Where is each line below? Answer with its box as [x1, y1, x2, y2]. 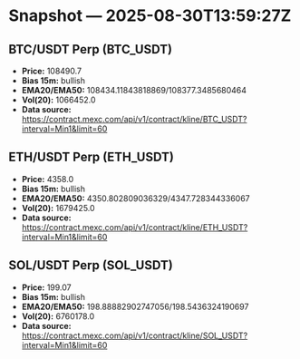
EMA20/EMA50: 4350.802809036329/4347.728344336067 [21, 192, 250, 204]
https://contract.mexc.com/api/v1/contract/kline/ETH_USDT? [21, 221, 248, 232]
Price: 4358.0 [21, 173, 74, 184]
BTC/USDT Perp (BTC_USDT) [8, 42, 173, 57]
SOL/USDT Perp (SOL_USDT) [8, 257, 173, 273]
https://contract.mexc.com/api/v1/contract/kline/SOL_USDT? [21, 330, 248, 341]
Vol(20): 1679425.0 [21, 202, 96, 213]
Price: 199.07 [21, 282, 72, 293]
